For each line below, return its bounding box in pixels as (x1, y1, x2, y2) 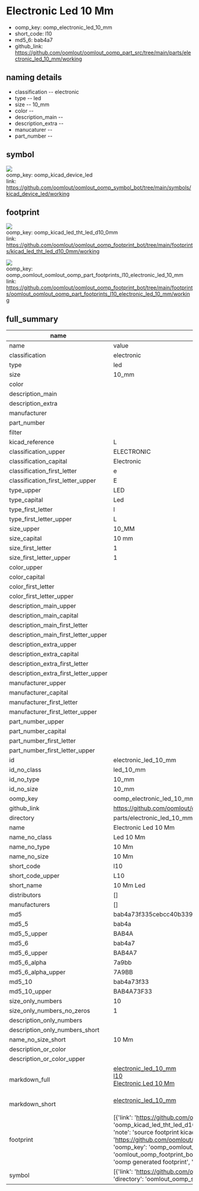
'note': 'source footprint (113, 1128, 179, 1136)
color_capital (9, 573, 45, 581)
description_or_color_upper (9, 1055, 85, 1063)
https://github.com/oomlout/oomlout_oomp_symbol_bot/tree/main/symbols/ (6, 184, 191, 191)
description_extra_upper (9, 641, 77, 649)
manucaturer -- (14, 126, 53, 133)
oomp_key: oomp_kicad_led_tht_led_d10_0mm (6, 229, 118, 236)
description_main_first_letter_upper (9, 630, 108, 639)
